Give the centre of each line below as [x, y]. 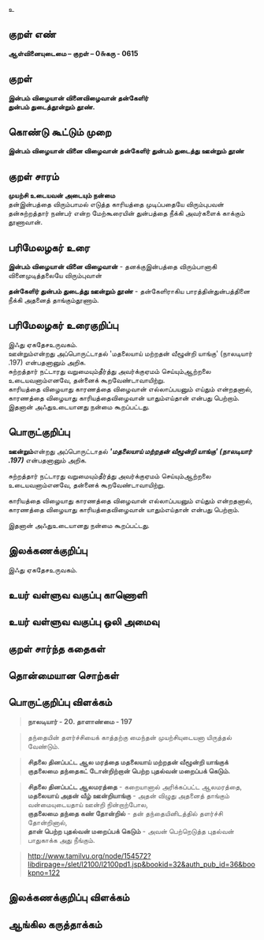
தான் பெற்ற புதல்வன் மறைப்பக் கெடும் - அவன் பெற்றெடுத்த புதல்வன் [131, 831]
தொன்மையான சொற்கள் [64, 676]
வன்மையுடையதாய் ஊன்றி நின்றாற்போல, [87, 804]
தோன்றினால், [47, 822]
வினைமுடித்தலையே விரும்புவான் [55, 276]
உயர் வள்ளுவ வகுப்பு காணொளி [78, 595]
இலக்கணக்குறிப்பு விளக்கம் [69, 898]
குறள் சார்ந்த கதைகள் [57, 649]
